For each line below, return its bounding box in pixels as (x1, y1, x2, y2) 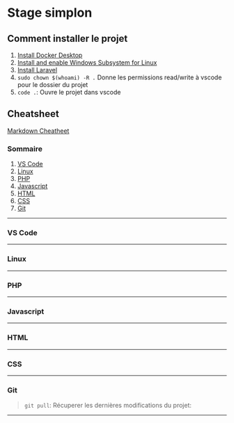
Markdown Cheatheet (7, 127, 70, 135)
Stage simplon (7, 5, 93, 21)
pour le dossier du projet (17, 81, 88, 88)
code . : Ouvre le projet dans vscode (17, 88, 121, 96)
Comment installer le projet (7, 33, 128, 45)
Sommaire (7, 144, 43, 154)
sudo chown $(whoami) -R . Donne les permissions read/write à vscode (17, 73, 222, 81)
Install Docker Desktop (17, 51, 83, 59)
